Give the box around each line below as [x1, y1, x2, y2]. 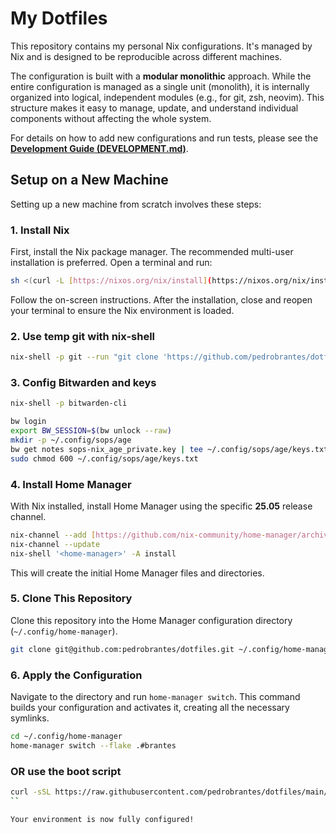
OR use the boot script [10, 764, 122, 778]
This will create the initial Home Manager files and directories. [10, 567, 265, 579]
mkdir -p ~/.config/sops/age [10, 435, 132, 446]
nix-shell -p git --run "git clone [10, 352, 159, 362]
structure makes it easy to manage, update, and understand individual [10, 102, 299, 114]
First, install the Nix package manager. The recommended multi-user [10, 246, 294, 258]
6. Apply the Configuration [10, 668, 143, 682]
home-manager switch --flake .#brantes [10, 740, 177, 751]
